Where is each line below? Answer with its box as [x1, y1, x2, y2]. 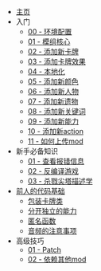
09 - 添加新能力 [27, 116, 80, 126]
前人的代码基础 [15, 187, 65, 195]
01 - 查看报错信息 [27, 156, 85, 166]
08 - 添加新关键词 [27, 107, 86, 116]
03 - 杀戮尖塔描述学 [27, 176, 93, 186]
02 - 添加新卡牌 [27, 47, 80, 56]
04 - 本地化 [27, 67, 65, 76]
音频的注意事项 [27, 226, 77, 235]
